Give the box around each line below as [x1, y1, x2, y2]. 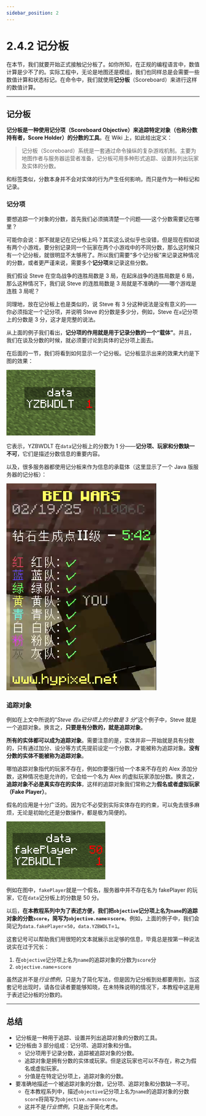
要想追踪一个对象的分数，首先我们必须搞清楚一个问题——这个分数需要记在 [6, 215, 194, 222]
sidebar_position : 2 [6, 10, 59, 16]
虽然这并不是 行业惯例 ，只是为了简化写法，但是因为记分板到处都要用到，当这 [6, 975, 200, 983]
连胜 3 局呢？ [6, 287, 40, 295]
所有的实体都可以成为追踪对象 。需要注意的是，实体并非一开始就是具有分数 [6, 737, 194, 744]
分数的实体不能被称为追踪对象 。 [6, 752, 87, 759]
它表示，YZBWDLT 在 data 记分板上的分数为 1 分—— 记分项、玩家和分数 [6, 442, 185, 449]
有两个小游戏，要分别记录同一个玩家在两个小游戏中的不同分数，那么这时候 [6, 243, 194, 251]
